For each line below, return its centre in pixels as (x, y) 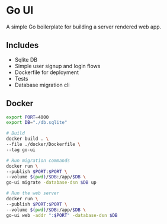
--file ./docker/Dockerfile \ (44, 145)
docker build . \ (28, 139)
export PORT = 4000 (28, 117)
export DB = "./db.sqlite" (37, 123)
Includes (23, 45)
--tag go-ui (21, 150)
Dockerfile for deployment (46, 72)
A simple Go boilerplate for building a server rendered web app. (84, 27)
